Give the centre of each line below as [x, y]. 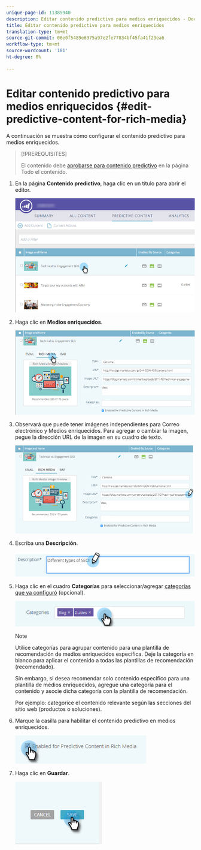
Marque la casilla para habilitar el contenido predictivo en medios [95, 721]
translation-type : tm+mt [37, 32]
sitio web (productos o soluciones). [58, 709]
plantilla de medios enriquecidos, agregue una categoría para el [93, 685]
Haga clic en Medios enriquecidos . [59, 322]
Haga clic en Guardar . [42, 773]
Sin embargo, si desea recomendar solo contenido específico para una [102, 678]
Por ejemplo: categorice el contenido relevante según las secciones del [103, 703]
